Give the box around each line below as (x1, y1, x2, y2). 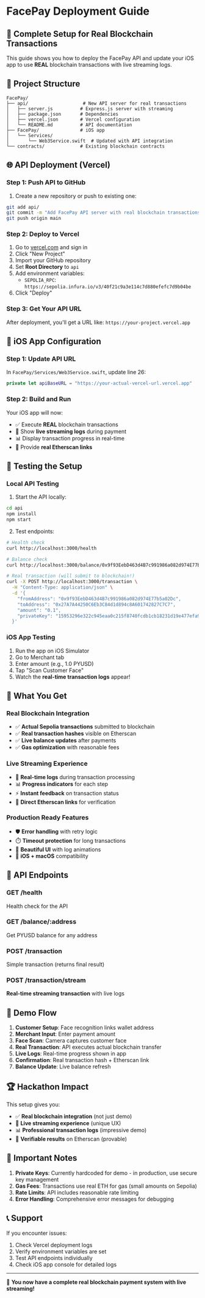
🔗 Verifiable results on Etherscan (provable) (15, 1135, 127, 1143)
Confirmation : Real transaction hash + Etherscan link (15, 1057, 149, 1064)
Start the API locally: (15, 493, 67, 500)
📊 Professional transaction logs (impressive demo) (15, 1126, 147, 1134)
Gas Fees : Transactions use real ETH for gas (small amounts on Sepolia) (15, 1182, 197, 1190)
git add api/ (6, 204, 40, 210)
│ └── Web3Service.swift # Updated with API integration (6, 138, 173, 144)
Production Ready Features (6, 813, 89, 822)
